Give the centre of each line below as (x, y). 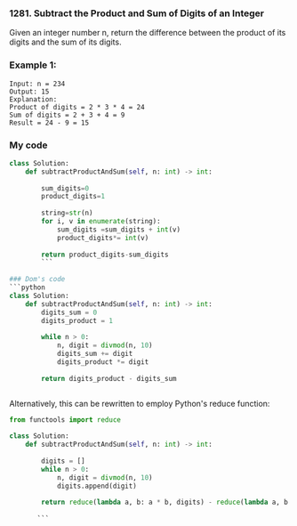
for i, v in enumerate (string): (101, 222)
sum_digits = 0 (65, 188)
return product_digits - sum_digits (105, 255)
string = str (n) (67, 213)
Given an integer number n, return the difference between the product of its (148, 33)
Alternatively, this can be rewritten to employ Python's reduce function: (140, 404)
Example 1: (33, 65)
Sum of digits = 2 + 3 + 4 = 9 (67, 115)
